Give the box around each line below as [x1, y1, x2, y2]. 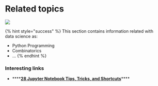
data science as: [5, 33, 38, 39]
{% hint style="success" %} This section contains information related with [5, 28, 154, 34]
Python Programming [12, 42, 55, 49]
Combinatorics [12, 48, 42, 53]
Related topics [5, 3, 64, 14]
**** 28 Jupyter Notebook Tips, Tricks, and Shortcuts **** [12, 76, 130, 82]
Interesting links [5, 65, 45, 72]
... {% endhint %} [12, 53, 47, 59]
